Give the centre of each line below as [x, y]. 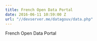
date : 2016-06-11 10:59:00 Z [36, 14]
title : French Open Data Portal [39, 10]
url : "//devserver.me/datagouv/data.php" [49, 19]
